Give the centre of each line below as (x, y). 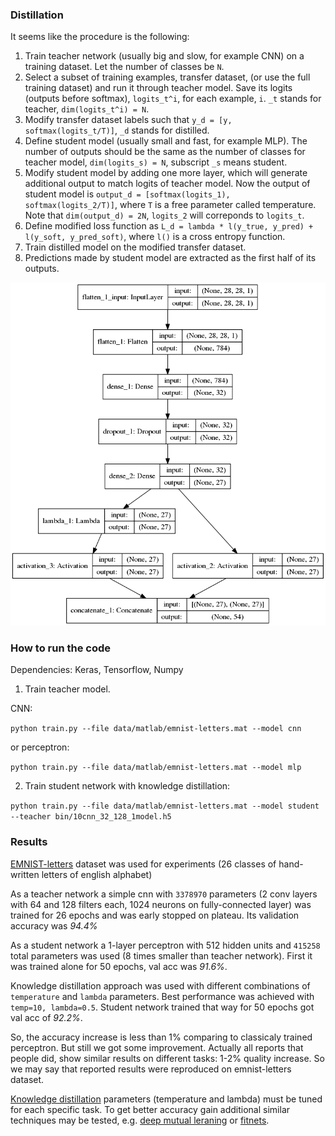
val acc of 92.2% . (46, 1017)
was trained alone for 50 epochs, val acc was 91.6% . (119, 966)
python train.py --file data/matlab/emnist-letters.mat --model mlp (156, 768)
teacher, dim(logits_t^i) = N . (87, 109)
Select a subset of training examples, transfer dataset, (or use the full (167, 77)
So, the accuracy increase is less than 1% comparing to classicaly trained (161, 1037)
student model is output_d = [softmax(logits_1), (127, 194)
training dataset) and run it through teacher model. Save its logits (158, 88)
